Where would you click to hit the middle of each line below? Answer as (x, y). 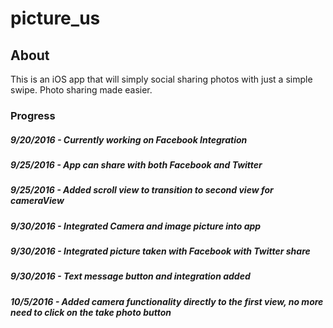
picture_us (55, 18)
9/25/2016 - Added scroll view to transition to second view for (142, 190)
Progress (33, 115)
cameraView (37, 201)
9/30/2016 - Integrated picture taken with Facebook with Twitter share (160, 251)
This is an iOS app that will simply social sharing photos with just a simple (161, 79)
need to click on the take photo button (91, 312)
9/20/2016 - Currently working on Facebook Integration (129, 139)
